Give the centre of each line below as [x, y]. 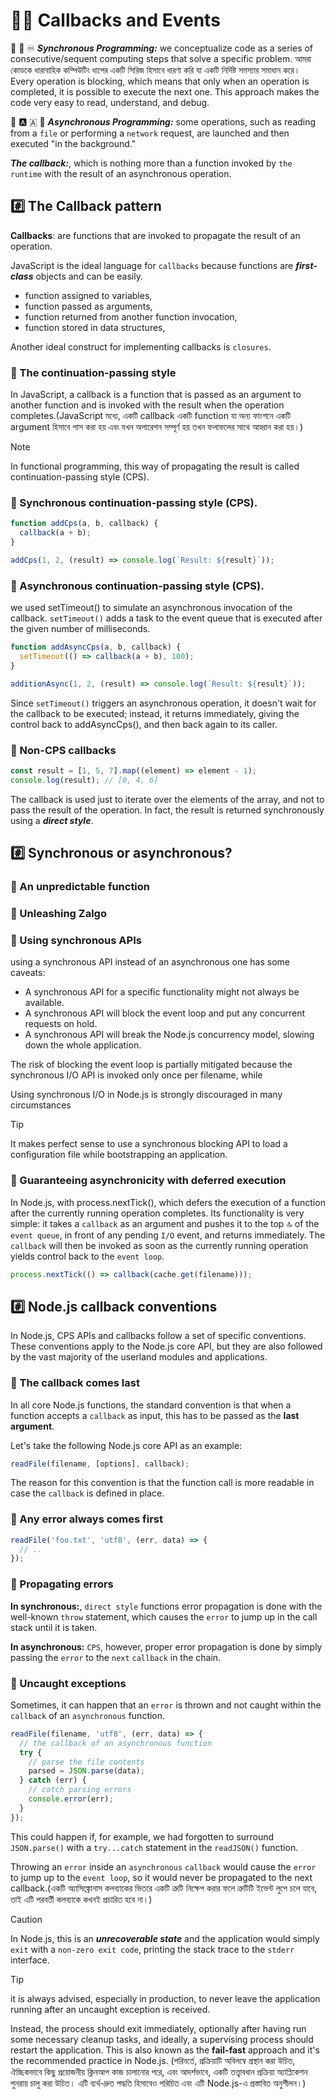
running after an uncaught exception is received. [110, 2009]
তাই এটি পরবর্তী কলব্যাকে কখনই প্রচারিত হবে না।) [81, 1899]
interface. [30, 1960]
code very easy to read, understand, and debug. [110, 102]
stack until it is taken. [54, 1627]
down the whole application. [83, 1045]
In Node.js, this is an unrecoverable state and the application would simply [165, 1938]
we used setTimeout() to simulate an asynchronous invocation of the [151, 608]
